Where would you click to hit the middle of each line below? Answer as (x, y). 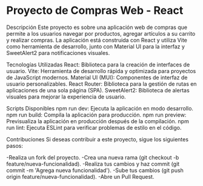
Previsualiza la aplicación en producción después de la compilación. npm (98, 121)
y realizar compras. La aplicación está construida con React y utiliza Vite (97, 40)
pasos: (15, 146)
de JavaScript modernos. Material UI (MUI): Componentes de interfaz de (97, 77)
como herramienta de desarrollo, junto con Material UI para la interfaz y (95, 46)
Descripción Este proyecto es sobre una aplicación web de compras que (97, 27)
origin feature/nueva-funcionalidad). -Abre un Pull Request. (80, 176)
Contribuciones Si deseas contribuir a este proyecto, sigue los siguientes (98, 139)
